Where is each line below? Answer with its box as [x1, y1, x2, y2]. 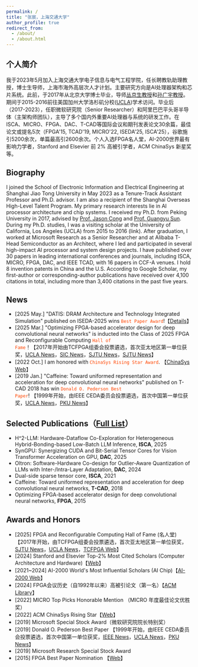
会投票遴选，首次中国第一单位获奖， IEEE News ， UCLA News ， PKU [14, 633, 180, 640]
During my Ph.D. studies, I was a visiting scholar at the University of [6, 221, 171, 228]
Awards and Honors [6, 514, 81, 524]
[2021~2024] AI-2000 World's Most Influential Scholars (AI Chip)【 [14, 567, 178, 574]
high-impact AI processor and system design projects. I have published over [6, 246, 192, 253]
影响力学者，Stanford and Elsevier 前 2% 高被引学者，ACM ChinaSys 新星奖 [6, 143, 192, 150]
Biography [6, 168, 46, 178]
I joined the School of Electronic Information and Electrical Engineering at [6, 183, 184, 190]
